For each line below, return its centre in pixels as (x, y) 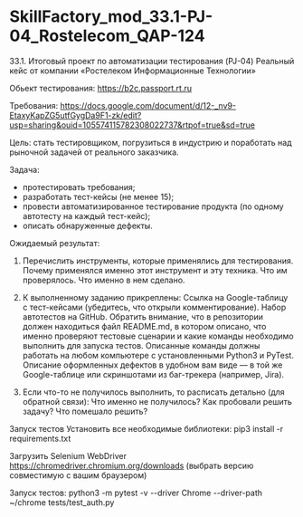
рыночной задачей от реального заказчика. (94, 152)
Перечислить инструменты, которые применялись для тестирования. (158, 261)
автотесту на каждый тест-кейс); (86, 215)
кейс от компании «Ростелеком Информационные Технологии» (133, 71)
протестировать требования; (79, 187)
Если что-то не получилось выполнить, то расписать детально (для (153, 392)
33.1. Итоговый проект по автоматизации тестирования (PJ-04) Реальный (152, 61)
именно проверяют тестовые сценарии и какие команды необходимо (158, 336)
